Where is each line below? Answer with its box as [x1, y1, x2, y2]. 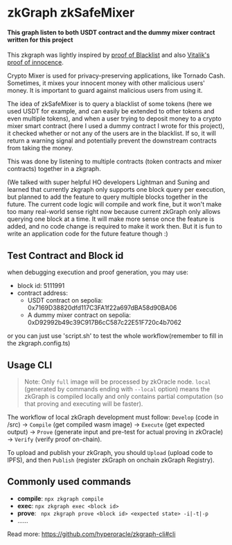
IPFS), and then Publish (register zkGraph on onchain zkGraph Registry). [7, 456, 215, 465]
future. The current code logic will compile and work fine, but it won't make [7, 200, 222, 208]
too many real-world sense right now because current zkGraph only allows [7, 208, 221, 216]
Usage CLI [7, 359, 53, 371]
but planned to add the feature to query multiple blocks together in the [7, 193, 208, 202]
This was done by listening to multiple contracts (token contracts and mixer [7, 157, 222, 166]
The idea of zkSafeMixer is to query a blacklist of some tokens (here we [7, 100, 213, 108]
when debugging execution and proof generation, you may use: [7, 268, 189, 276]
